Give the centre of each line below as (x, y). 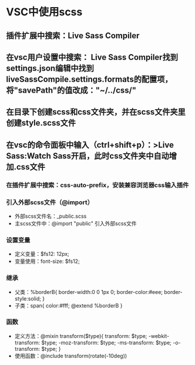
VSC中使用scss (44, 12)
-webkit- (159, 336)
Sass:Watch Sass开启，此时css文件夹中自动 (88, 156)
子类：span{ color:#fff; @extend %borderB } (68, 305)
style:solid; (28, 298)
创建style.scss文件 (41, 123)
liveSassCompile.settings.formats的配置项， (89, 79)
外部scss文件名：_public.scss (51, 216)
